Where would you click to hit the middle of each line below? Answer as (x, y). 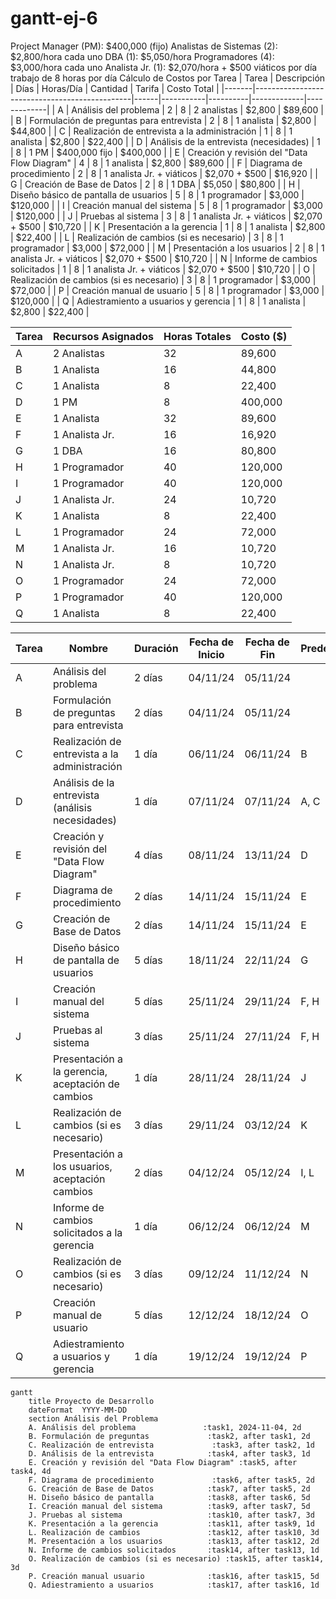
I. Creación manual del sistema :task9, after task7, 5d (169, 1506)
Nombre (88, 648)
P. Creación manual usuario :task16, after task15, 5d (174, 1576)
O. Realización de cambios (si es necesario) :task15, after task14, (176, 1558)
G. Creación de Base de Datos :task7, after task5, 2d (169, 1488)
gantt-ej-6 (54, 18)
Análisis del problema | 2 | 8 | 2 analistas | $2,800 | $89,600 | (197, 109)
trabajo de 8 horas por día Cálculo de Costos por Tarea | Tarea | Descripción (168, 78)
